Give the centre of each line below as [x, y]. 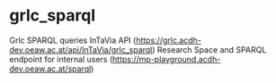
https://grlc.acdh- [169, 40]
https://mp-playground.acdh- [166, 59]
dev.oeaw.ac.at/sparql [50, 69]
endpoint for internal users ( [61, 59]
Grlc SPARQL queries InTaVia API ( [73, 40]
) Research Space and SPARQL [209, 49]
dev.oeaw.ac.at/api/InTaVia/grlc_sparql [81, 49]
